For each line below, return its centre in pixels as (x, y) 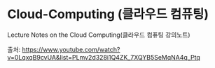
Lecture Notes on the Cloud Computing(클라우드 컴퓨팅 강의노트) (99, 35)
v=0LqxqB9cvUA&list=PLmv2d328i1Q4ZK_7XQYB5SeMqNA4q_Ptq (104, 57)
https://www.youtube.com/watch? (71, 49)
